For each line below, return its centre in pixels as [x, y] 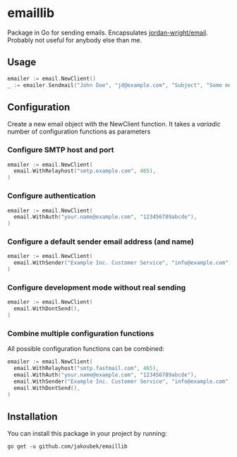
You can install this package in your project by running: [87, 434]
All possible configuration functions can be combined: [86, 349]
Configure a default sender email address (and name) [101, 242]
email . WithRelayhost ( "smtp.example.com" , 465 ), [85, 171]
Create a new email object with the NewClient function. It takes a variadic [114, 124]
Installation [32, 416]
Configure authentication [51, 196]
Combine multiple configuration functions [81, 333]
